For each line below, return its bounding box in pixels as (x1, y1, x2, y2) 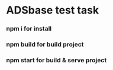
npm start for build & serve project (6, 56, 107, 64)
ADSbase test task (6, 4, 99, 17)
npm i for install (6, 25, 52, 33)
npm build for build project (6, 41, 84, 49)
